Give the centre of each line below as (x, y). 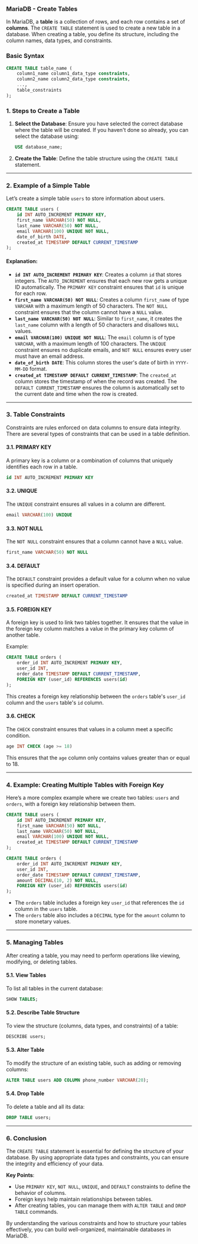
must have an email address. (49, 356)
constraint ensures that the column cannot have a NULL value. (89, 312)
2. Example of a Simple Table (48, 185)
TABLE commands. (36, 1212)
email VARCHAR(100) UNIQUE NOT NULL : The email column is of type (95, 337)
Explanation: (22, 261)
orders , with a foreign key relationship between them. (71, 804)
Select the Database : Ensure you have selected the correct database (99, 124)
